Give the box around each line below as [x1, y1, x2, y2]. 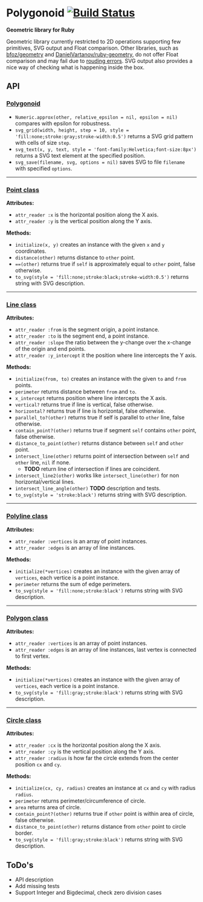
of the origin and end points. [14, 346, 86, 353]
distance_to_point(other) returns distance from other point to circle [14, 823, 186, 830]
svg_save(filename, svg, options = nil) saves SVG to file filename [14, 158, 185, 165]
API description [14, 876, 54, 883]
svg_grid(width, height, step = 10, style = [14, 127, 129, 133]
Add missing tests [14, 882, 60, 889]
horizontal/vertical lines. [14, 478, 76, 486]
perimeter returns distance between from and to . [14, 388, 137, 395]
